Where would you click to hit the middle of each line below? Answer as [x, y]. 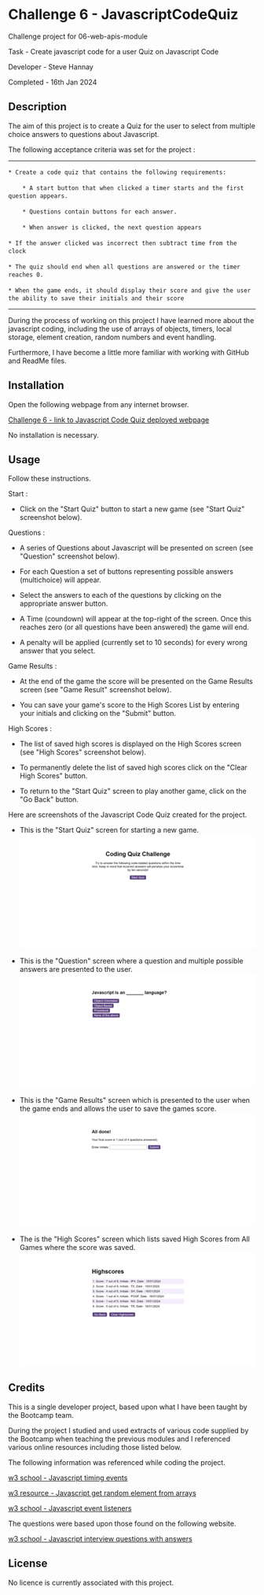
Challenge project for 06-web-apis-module [78, 36]
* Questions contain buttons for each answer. [100, 211]
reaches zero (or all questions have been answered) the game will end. [134, 627]
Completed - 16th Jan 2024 [53, 82]
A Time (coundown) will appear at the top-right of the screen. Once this [136, 619]
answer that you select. [57, 651]
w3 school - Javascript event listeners [70, 1508]
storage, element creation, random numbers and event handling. [112, 337]
